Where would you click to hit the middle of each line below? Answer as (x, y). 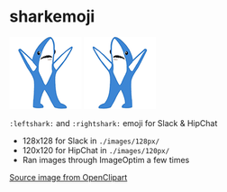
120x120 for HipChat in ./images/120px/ (96, 150)
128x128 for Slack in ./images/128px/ (91, 141)
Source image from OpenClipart (68, 177)
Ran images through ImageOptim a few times (106, 160)
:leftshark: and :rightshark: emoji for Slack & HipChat (113, 123)
